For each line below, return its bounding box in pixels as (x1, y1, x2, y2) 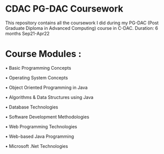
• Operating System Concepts (5, 74, 68, 81)
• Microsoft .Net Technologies (5, 143, 68, 149)
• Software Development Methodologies (5, 114, 90, 120)
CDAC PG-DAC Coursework (5, 3, 124, 15)
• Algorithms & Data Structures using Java (5, 94, 94, 100)
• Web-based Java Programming (5, 133, 74, 139)
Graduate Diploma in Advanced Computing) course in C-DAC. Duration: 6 (5, 25, 158, 31)
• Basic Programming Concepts (5, 65, 71, 71)
